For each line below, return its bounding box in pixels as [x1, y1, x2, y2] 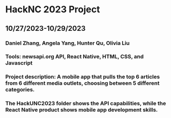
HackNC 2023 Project [5, 4, 100, 15]
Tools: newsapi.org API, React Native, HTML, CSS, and [5, 53, 144, 60]
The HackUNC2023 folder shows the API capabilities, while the [5, 100, 166, 107]
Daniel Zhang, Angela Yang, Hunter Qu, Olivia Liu [5, 40, 130, 47]
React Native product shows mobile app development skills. [5, 106, 158, 113]
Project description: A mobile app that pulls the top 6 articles [5, 73, 160, 81]
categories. [5, 86, 35, 93]
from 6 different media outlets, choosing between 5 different [5, 80, 160, 87]
